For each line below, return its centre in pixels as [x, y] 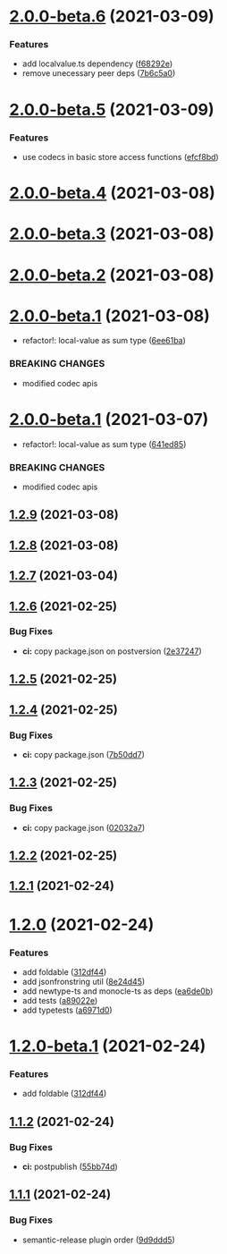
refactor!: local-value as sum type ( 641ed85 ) [104, 444]
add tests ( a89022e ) [60, 1000]
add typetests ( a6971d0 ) [67, 1010]
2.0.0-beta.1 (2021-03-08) [109, 316]
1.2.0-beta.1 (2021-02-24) [108, 1046]
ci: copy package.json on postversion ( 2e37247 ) [112, 651]
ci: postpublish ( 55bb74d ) [70, 1167]
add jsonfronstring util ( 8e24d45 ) [84, 981]
